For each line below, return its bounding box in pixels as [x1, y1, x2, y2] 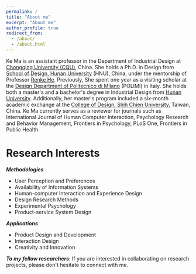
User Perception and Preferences [14, 177, 95, 184]
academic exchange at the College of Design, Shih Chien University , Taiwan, [6, 101, 191, 108]
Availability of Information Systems [14, 183, 98, 191]
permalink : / [6, 8, 38, 15]
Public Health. [6, 126, 40, 133]
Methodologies [6, 165, 44, 173]
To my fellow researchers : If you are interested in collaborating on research [6, 255, 190, 262]
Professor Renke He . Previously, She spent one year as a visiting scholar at [6, 76, 187, 83]
